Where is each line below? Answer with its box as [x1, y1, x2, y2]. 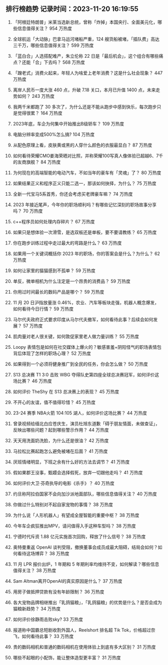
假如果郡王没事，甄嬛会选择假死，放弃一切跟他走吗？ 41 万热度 [12, 469, 143, 475]
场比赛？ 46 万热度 [12, 378, 52, 384]
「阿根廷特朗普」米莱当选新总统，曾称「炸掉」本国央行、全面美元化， [12, 19, 158, 25]
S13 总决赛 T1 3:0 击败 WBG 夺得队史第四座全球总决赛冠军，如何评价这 [12, 371, 159, 377]
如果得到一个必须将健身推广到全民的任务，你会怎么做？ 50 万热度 [12, 361, 148, 367]
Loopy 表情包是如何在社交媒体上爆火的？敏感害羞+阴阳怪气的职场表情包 [12, 344, 161, 350]
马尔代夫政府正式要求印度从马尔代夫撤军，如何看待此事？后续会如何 [12, 316, 153, 322]
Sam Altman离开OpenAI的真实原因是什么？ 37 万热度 [12, 578, 122, 584]
